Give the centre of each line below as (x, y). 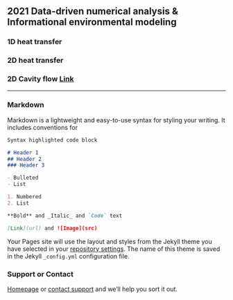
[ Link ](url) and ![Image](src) (52, 228)
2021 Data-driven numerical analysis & (93, 11)
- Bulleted (23, 178)
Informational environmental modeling (92, 22)
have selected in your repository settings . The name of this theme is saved (114, 249)
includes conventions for (43, 127)
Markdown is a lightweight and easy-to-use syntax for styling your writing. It (116, 120)
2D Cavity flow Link (41, 79)
